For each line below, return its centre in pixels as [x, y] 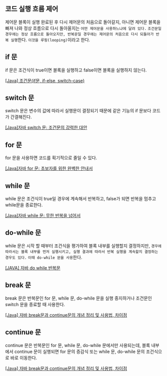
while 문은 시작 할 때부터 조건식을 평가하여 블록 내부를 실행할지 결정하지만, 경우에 [83, 246]
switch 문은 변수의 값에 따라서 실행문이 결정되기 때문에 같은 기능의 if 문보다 [78, 111]
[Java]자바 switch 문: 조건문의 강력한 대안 [46, 128]
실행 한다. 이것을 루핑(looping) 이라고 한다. [51, 39]
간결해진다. [21, 117]
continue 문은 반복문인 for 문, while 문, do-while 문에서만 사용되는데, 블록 [78, 345]
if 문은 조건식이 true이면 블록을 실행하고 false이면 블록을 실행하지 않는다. [76, 70]
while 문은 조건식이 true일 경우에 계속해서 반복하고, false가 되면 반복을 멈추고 [81, 199]
